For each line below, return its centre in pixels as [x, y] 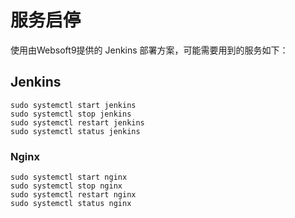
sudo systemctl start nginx [69, 177]
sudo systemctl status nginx [71, 204]
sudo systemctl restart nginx [73, 195]
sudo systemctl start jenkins [73, 105]
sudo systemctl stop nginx [66, 186]
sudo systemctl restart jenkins [77, 122]
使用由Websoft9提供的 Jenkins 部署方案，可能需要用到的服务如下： [149, 50]
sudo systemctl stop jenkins [71, 114]
